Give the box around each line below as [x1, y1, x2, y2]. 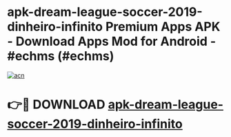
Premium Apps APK [106, 19, 221, 35]
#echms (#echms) [7, 48, 114, 64]
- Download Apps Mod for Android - [7, 34, 217, 49]
